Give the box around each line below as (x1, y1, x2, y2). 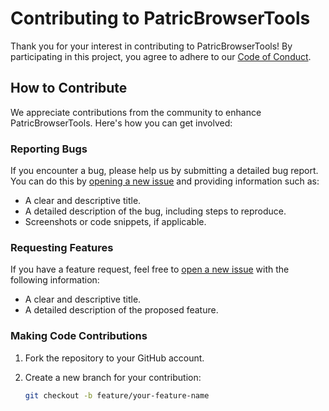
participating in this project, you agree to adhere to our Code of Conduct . (10, 50, 312, 62)
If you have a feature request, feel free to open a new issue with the (10, 263, 290, 276)
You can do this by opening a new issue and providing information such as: (10, 175, 320, 187)
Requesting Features (10, 240, 114, 254)
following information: (10, 274, 100, 286)
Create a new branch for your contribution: (24, 371, 202, 383)
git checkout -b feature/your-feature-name (24, 390, 210, 401)
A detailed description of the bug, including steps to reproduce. (24, 205, 287, 217)
